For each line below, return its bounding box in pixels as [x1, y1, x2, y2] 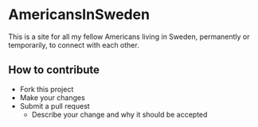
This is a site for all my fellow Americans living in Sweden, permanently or [8, 32, 250, 41]
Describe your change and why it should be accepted [31, 110, 208, 119]
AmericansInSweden [8, 6, 150, 24]
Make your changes [19, 93, 85, 102]
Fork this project [19, 84, 74, 94]
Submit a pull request [19, 101, 90, 110]
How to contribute [8, 63, 100, 77]
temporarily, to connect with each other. [8, 40, 139, 49]
